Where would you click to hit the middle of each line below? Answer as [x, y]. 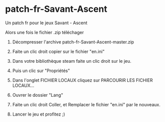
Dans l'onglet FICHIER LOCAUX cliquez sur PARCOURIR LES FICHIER [82, 80]
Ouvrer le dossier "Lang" [38, 95]
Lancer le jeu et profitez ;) [39, 114]
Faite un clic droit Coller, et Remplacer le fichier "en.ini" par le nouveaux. [86, 104]
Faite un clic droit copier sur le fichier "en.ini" [58, 51]
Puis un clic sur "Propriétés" [41, 71]
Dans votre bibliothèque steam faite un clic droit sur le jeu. [72, 61]
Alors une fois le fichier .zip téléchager [45, 32]
